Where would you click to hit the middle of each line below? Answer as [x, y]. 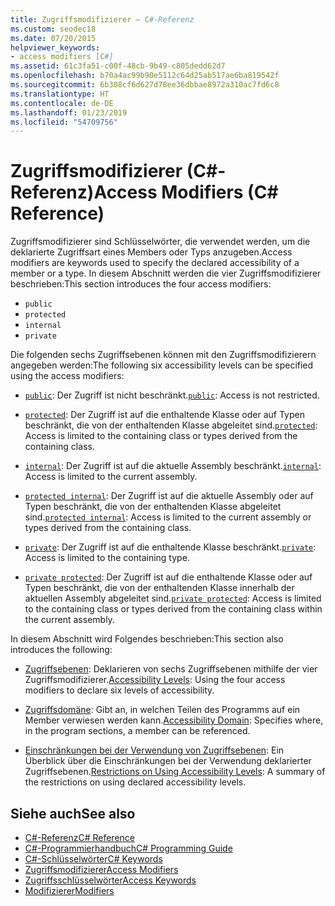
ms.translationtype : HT [60, 94]
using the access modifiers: [67, 376]
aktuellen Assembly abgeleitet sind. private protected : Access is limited [173, 598]
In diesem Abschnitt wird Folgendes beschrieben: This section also [147, 639]
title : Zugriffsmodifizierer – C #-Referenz [102, 19]
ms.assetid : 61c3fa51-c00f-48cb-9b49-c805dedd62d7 [118, 66]
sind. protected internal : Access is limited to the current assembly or [168, 517]
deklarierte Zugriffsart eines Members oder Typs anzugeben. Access [151, 252]
